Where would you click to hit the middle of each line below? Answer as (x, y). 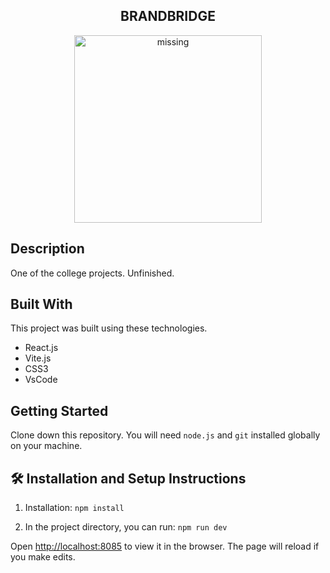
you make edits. (43, 557)
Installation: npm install (74, 508)
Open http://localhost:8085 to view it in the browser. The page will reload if (165, 546)
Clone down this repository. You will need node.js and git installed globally (165, 435)
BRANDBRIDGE (168, 16)
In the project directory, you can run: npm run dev (126, 527)
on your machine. (46, 446)
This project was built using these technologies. (109, 328)
